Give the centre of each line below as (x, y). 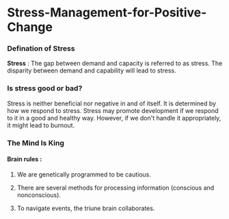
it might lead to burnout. (41, 125)
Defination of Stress (41, 49)
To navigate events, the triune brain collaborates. (86, 208)
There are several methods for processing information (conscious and (116, 188)
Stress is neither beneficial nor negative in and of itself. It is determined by (112, 103)
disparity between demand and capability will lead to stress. (92, 70)
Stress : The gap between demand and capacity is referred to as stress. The (115, 64)
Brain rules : (25, 159)
